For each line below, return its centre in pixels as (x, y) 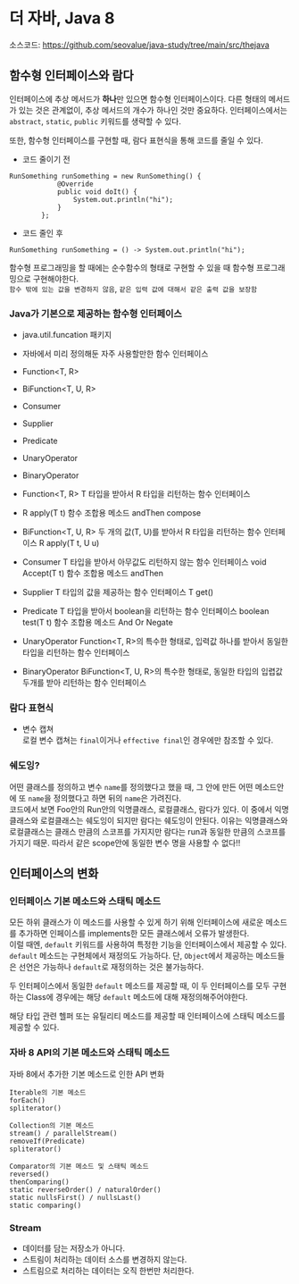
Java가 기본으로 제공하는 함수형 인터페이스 (96, 314)
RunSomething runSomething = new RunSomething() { (105, 176)
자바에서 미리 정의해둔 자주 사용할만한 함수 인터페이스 (115, 354)
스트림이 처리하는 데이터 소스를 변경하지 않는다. (104, 1259)
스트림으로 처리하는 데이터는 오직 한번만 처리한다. (108, 1271)
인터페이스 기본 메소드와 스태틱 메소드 (85, 901)
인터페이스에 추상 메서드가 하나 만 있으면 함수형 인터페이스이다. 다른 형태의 (138, 98)
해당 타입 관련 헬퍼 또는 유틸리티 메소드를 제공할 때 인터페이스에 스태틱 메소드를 (147, 1016)
